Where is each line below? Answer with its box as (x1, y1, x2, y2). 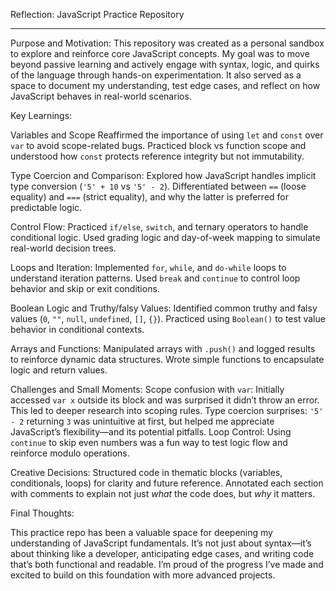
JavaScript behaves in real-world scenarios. (10, 90, 192, 102)
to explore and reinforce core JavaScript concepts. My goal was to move (10, 48, 310, 59)
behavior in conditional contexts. (10, 324, 145, 335)
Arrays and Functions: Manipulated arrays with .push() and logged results (10, 343, 316, 354)
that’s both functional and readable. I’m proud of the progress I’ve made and (10, 559, 324, 570)
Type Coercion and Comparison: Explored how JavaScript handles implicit (10, 170, 317, 181)
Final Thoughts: (10, 507, 75, 519)
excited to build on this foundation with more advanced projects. (10, 569, 276, 581)
